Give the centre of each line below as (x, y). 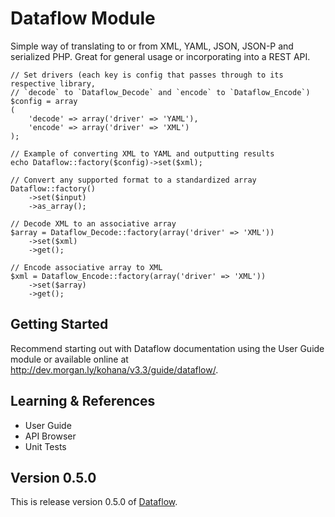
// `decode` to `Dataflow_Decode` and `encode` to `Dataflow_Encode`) (160, 92)
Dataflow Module (83, 18)
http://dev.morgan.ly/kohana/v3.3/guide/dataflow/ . (114, 369)
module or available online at (69, 359)
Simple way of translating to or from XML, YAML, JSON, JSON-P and (152, 46)
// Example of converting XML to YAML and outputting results (142, 153)
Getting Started (59, 324)
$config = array (44, 101)
